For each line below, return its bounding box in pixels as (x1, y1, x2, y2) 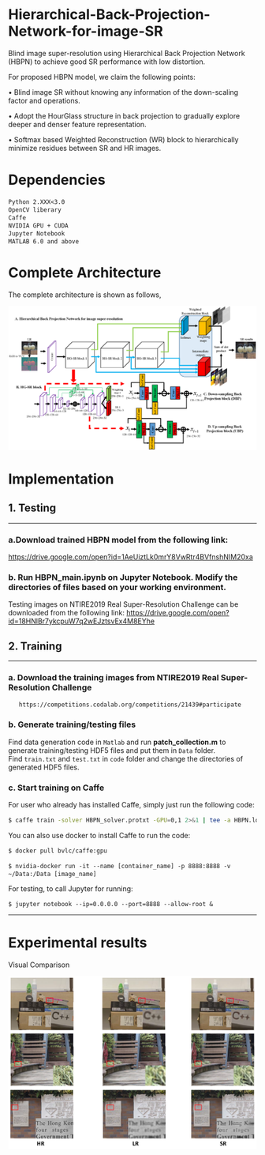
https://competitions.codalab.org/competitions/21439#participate (18, 701, 242, 709)
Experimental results (8, 934, 147, 951)
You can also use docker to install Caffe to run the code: (8, 830, 191, 840)
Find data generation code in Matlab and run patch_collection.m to (8, 737, 226, 747)
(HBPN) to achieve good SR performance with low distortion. (8, 57, 206, 66)
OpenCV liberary (8, 205, 62, 214)
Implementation (8, 470, 114, 487)
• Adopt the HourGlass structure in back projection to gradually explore (8, 111, 241, 120)
